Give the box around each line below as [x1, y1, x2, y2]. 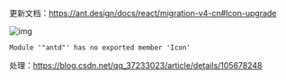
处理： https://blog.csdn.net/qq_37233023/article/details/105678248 [9, 60, 263, 70]
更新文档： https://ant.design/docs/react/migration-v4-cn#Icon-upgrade [9, 8, 277, 18]
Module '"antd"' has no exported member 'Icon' [9, 43, 192, 52]
